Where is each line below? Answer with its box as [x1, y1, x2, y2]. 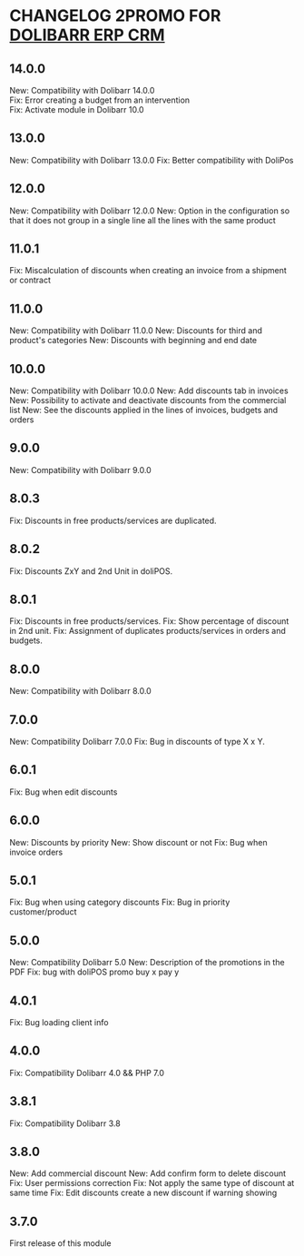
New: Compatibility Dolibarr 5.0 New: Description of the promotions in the [9, 957, 285, 968]
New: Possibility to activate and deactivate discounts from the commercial [9, 395, 287, 406]
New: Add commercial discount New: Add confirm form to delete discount [9, 1168, 287, 1179]
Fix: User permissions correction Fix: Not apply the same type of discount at [9, 1178, 295, 1189]
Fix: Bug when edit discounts [9, 786, 118, 797]
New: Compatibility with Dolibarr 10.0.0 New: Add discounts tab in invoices [9, 385, 289, 396]
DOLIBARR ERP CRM [9, 25, 165, 45]
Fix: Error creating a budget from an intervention [9, 94, 191, 105]
